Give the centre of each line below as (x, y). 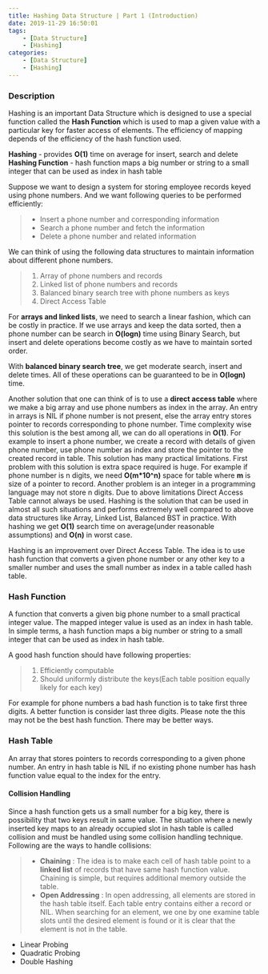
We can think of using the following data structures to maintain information (131, 252)
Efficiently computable (77, 671)
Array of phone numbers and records (101, 276)
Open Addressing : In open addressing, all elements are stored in (148, 895)
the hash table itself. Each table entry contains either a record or (146, 903)
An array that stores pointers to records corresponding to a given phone (127, 758)
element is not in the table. (84, 928)
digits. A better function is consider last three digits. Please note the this (127, 711)
